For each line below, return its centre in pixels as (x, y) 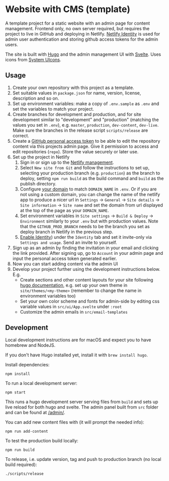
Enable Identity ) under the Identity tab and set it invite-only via (86, 237)
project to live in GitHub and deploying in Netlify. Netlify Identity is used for (83, 34)
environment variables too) (48, 296)
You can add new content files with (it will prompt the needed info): (75, 422)
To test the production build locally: (42, 440)
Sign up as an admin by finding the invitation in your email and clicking (86, 248)
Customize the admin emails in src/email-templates (74, 312)
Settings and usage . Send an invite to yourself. (68, 242)
